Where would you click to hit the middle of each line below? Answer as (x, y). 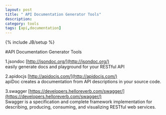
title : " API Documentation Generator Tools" (53, 14)
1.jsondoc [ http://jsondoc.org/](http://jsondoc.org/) (57, 61)
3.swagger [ (17, 91)
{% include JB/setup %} (30, 42)
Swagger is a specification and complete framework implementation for (79, 102)
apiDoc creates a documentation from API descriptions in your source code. (83, 82)
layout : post (19, 10)
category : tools (22, 24)
